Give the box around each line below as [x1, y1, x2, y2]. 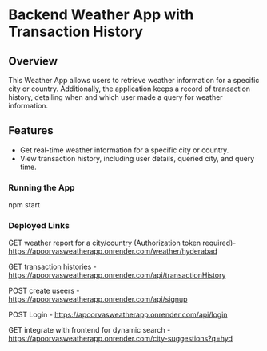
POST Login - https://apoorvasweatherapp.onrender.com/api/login [8, 310, 228, 320]
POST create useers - [8, 286, 80, 296]
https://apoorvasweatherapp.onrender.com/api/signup [8, 294, 188, 304]
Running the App [8, 182, 75, 193]
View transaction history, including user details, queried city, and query [19, 153, 255, 163]
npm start [8, 200, 41, 210]
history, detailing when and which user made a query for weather [8, 93, 223, 101]
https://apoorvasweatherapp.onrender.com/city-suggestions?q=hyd [8, 333, 233, 344]
